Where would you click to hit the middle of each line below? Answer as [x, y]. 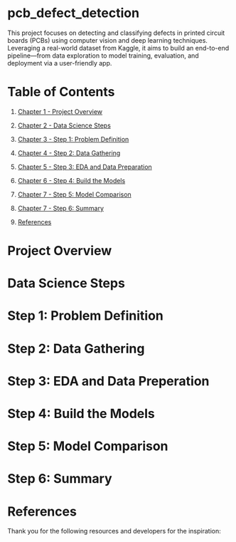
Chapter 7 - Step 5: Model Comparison [74, 194]
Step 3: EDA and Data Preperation [108, 381]
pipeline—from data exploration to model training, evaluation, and [103, 56]
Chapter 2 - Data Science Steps [64, 125]
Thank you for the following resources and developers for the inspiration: [114, 531]
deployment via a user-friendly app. [60, 63]
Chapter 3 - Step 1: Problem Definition [73, 139]
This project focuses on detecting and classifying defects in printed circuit [116, 33]
